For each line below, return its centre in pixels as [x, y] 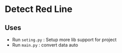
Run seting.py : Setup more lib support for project [64, 39]
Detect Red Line [39, 9]
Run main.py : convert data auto [45, 45]
